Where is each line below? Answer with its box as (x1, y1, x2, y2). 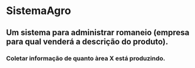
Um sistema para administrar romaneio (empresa (6, 28, 190, 38)
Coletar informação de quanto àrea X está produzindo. (6, 54, 166, 62)
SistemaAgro (6, 4, 71, 18)
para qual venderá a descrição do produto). (6, 36, 168, 46)
